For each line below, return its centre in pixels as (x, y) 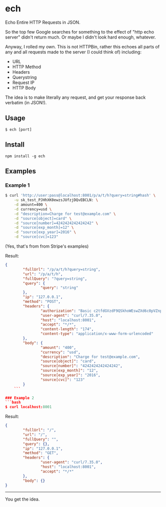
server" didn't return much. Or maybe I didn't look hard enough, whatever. (81, 37)
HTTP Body (24, 87)
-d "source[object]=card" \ (43, 218)
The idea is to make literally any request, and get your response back (75, 97)
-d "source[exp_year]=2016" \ (45, 232)
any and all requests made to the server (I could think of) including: (73, 52)
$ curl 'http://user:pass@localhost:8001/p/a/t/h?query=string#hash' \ (80, 196)
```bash (13, 402)
